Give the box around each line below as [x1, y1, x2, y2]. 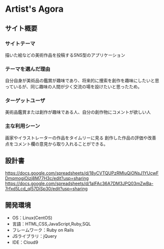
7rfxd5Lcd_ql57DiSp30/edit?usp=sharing [5, 185, 88, 192]
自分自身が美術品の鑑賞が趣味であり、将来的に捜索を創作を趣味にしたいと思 [5, 77, 160, 84]
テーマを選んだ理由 [5, 65, 50, 72]
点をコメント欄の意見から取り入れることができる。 [5, 141, 108, 147]
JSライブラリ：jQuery [12, 233, 57, 239]
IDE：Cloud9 [12, 239, 38, 246]
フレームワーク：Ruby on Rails [12, 227, 74, 233]
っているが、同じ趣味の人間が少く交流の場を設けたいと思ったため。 [5, 84, 142, 90]
